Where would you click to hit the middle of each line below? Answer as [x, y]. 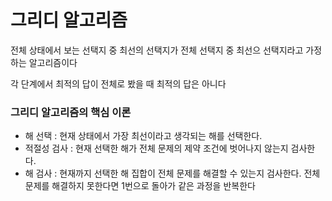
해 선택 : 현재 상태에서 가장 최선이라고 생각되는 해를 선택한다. [143, 136]
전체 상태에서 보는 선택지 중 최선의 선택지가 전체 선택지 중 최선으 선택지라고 [157, 50]
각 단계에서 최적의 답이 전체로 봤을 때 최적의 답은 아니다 [118, 83]
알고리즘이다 [53, 62]
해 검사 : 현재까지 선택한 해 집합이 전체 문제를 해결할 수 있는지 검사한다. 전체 [172, 173]
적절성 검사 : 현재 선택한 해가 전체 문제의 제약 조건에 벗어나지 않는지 [156, 148]
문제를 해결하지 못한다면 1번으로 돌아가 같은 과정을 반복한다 [140, 186]
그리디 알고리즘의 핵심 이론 [71, 112]
